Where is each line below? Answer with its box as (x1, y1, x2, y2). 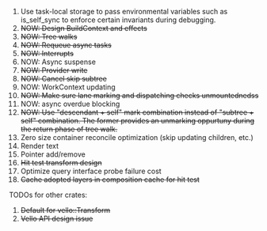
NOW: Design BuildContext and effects (20, 24, 147, 32)
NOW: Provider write (20, 66, 88, 74)
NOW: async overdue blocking (20, 99, 120, 108)
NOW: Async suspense (20, 57, 96, 66)
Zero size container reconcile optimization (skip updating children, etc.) (20, 133, 254, 142)
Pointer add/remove (20, 150, 86, 159)
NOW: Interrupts (20, 49, 74, 58)
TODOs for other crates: (9, 190, 88, 199)
